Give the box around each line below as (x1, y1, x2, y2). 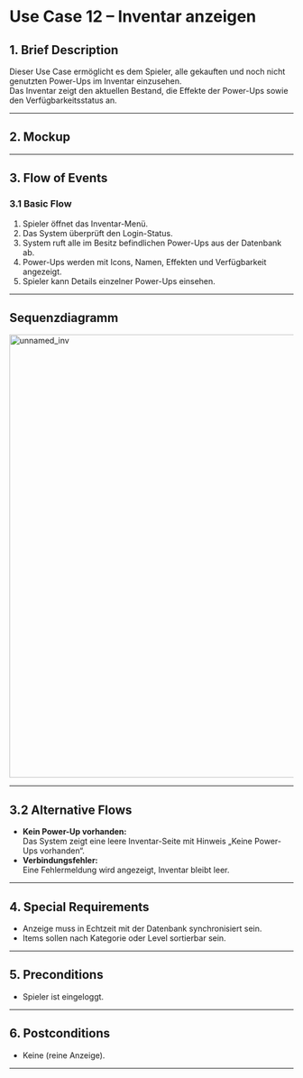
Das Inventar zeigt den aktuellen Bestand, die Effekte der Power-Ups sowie (9, 86, 289, 96)
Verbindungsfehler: (22, 855, 98, 866)
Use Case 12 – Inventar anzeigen (9, 6, 257, 27)
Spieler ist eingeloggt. (22, 990, 105, 1002)
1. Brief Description (9, 42, 119, 58)
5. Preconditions (9, 967, 104, 982)
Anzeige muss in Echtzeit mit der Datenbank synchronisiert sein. (22, 923, 262, 934)
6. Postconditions (9, 1026, 111, 1041)
